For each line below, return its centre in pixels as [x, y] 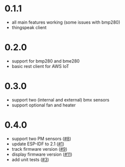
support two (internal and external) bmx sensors [61, 100]
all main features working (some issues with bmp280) [66, 22]
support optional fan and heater [44, 105]
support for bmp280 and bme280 [46, 61]
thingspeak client [29, 27]
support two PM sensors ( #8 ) [41, 138]
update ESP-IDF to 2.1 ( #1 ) [38, 144]
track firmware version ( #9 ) [39, 149]
